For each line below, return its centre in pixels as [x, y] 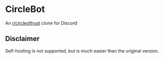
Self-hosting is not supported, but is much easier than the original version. [82, 50]
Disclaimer [22, 39]
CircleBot [25, 9]
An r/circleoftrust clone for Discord [41, 23]
